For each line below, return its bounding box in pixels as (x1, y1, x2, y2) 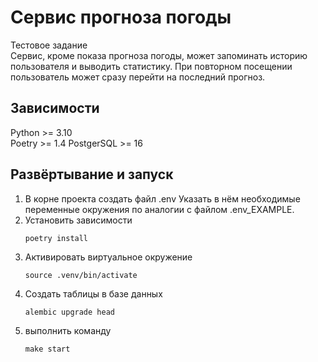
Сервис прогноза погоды (10, 6, 232, 29)
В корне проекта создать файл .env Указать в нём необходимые (24, 192, 301, 205)
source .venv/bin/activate (24, 270, 138, 280)
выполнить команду (24, 324, 112, 336)
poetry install (24, 233, 89, 243)
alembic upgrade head (24, 307, 115, 317)
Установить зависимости (24, 214, 133, 226)
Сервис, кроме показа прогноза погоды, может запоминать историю (10, 49, 308, 61)
